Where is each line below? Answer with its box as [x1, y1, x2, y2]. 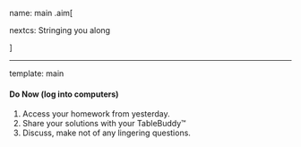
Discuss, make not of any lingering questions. [21, 127, 191, 138]
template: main [9, 68, 64, 79]
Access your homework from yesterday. [21, 108, 170, 119]
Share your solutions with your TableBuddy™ [21, 118, 186, 129]
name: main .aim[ [9, 8, 73, 18]
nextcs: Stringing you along [9, 25, 110, 35]
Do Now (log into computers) [9, 89, 119, 99]
